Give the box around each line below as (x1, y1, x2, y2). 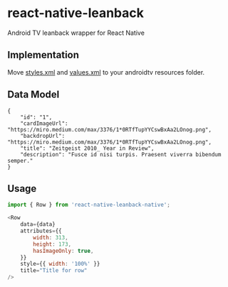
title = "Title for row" (20, 267, 88, 274)
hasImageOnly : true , (33, 247, 94, 254)
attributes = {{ (20, 227, 62, 234)
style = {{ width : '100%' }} (20, 261, 100, 268)
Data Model (7, 89, 60, 101)
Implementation (7, 49, 80, 61)
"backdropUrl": (20, 132, 66, 139)
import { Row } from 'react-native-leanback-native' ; (7, 201, 171, 209)
